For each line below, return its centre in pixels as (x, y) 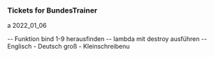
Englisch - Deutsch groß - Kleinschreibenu (69, 47)
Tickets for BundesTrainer (52, 10)
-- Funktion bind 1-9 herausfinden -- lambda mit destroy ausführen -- (107, 39)
